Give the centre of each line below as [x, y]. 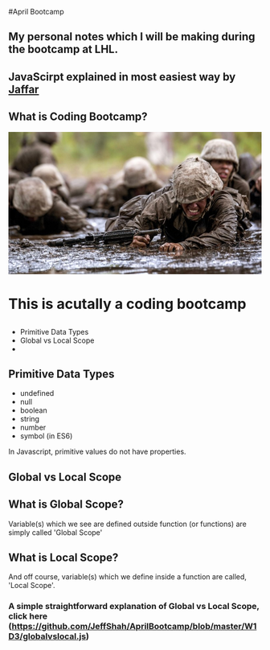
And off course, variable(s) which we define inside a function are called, [128, 577]
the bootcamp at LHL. [63, 49]
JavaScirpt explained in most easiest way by [122, 77]
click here [28, 616]
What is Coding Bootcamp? [78, 117]
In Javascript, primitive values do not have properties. [97, 452]
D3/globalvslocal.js [47, 636]
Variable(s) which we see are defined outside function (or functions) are [127, 524]
